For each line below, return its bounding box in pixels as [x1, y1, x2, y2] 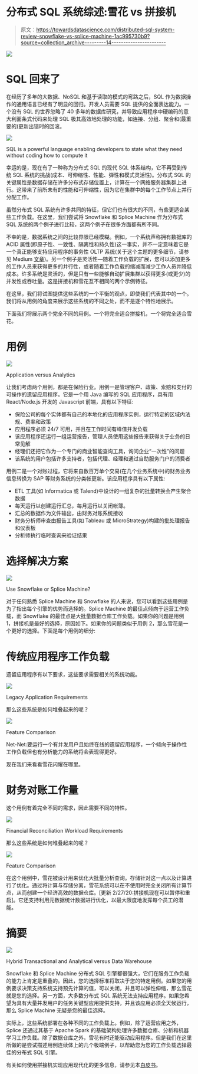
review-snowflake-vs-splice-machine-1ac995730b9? [20, 32, 150, 40]
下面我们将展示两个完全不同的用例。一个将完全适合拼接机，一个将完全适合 [6, 310, 187, 317]
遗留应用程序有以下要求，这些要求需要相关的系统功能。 [6, 670, 140, 677]
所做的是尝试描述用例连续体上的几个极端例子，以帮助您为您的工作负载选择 [6, 1041, 187, 1048]
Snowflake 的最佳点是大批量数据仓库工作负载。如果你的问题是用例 [22, 612, 184, 620]
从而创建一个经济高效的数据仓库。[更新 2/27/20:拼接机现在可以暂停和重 [16, 889, 190, 896]
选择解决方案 [6, 555, 69, 568]
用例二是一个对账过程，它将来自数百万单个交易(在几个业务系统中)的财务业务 [6, 467, 191, 474]
